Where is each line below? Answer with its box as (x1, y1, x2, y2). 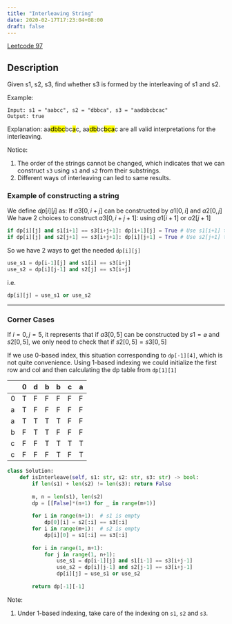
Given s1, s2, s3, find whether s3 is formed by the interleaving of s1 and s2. (7, 80, 221, 88)
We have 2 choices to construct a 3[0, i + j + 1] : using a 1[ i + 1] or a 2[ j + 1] (7, 214, 211, 222)
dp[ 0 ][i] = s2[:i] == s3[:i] (43, 519, 128, 526)
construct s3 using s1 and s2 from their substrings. (17, 166, 161, 175)
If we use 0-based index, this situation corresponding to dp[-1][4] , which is (7, 351, 223, 360)
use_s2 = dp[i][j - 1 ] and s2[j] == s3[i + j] (7, 266, 131, 273)
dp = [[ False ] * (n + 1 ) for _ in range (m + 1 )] (32, 500, 156, 507)
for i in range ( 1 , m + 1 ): (32, 545, 104, 552)
